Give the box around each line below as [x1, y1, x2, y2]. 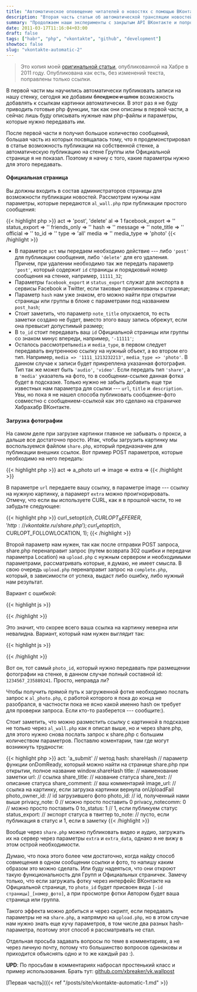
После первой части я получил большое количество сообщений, [6, 129, 170, 136]
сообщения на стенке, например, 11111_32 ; [14, 272, 123, 279]
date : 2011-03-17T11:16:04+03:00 [6, 25, 88, 31]
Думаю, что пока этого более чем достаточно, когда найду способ [6, 852, 175, 859]
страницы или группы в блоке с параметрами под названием [14, 297, 170, 304]
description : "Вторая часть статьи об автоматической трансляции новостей [6, 14, 193, 20]
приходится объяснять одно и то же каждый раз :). [6, 950, 135, 957]
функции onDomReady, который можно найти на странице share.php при [6, 760, 189, 768]
